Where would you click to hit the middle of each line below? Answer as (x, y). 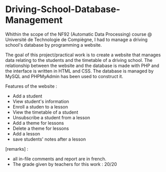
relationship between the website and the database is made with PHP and (82, 65)
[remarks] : (17, 149)
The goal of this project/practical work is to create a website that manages (83, 55)
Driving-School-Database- (63, 9)
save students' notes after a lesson (49, 139)
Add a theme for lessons (38, 123)
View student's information (41, 101)
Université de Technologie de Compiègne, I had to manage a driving (77, 40)
